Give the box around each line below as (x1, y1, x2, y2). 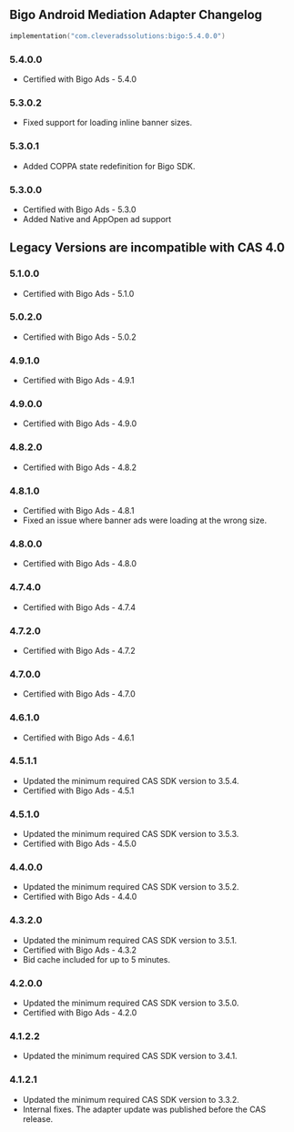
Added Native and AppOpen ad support (22, 213, 172, 224)
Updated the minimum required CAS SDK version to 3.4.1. (22, 1051, 238, 1062)
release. (22, 1113, 54, 1124)
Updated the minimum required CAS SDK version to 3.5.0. (22, 997, 239, 1009)
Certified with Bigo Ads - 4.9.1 (22, 375, 135, 386)
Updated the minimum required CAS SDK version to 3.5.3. (22, 829, 239, 840)
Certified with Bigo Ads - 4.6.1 (22, 732, 135, 743)
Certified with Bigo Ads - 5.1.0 (22, 288, 135, 299)
